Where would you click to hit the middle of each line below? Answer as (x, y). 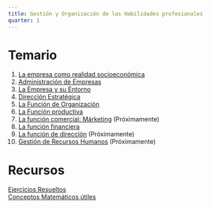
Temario (33, 55)
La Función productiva (51, 112)
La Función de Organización (59, 104)
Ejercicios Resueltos (37, 190)
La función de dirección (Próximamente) (76, 134)
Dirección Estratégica (49, 97)
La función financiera (49, 126)
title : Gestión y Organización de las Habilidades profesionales (105, 14)
